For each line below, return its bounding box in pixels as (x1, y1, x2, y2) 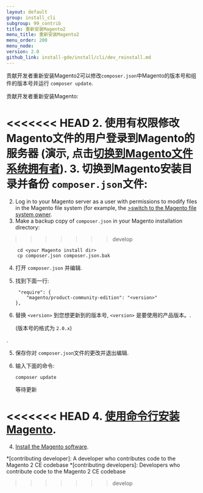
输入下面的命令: (15, 362, 55, 369)
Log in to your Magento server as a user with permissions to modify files (15, 198, 198, 205)
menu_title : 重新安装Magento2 (6, 32, 79, 38)
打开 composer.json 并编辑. (15, 264, 82, 272)
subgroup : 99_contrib (6, 20, 62, 26)
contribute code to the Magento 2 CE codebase (6, 467, 126, 475)
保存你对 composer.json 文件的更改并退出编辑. (15, 349, 129, 356)
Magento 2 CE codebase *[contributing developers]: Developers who (6, 461, 180, 469)
